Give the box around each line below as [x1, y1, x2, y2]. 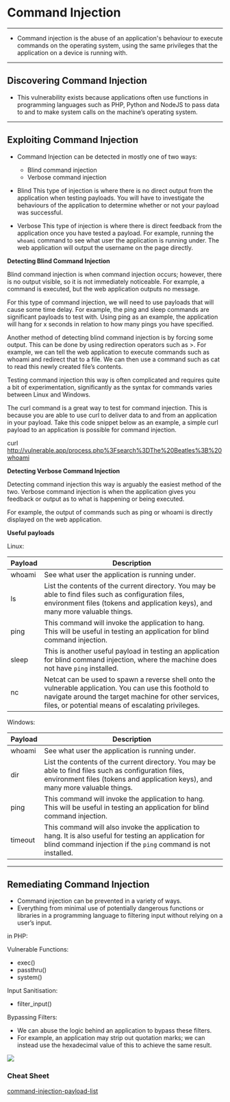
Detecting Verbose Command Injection [7, 466, 120, 475]
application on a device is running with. [16, 48, 128, 56]
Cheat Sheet [7, 1071, 49, 1081]
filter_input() [16, 1000, 53, 1008]
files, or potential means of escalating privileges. [44, 700, 200, 710]
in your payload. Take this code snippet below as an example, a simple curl [7, 418, 219, 427]
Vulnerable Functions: [7, 945, 69, 954]
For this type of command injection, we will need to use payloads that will [7, 297, 214, 306]
